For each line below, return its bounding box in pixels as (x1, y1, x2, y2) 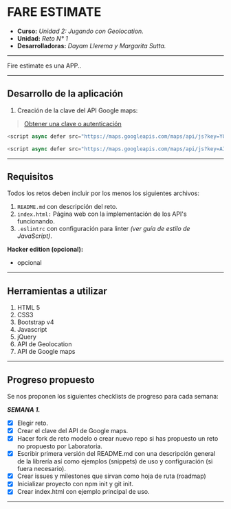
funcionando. (16, 217, 55, 226)
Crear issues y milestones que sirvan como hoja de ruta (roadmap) (16, 472, 206, 480)
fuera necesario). (16, 465, 67, 473)
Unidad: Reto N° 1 (16, 34, 69, 42)
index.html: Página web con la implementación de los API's (16, 210, 187, 218)
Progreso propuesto (7, 374, 95, 386)
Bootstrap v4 (16, 318, 54, 326)
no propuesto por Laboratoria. (16, 442, 103, 450)
